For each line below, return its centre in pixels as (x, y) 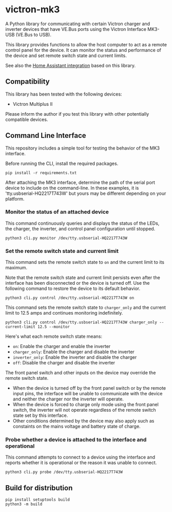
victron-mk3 (33, 10)
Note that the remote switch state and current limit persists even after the (83, 278)
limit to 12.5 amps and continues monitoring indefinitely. (64, 313)
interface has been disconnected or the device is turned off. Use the (78, 283)
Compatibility (27, 81)
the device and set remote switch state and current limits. (66, 56)
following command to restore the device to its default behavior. (73, 288)
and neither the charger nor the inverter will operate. (68, 399)
